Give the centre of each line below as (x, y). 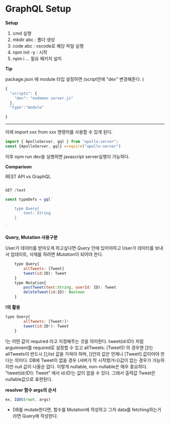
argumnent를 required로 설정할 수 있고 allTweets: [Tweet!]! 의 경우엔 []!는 (79, 348)
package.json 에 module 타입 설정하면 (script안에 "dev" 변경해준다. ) (75, 79)
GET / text (16, 190)
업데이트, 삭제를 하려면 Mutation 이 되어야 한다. (57, 255)
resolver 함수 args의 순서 (31, 390)
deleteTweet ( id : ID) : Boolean (54, 292)
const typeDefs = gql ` (29, 199)
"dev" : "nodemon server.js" (44, 98)
